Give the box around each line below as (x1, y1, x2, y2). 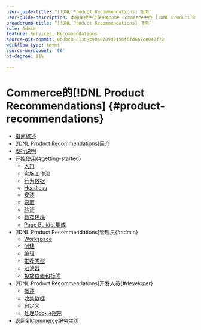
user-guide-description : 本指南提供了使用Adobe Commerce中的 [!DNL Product (6, 14, 190, 20)
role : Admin (6, 25, 36, 32)
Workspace (23, 235, 53, 242)
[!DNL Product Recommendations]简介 (14, 140, 111, 147)
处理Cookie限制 (23, 309, 63, 317)
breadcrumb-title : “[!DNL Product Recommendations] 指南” (6, 20, 152, 26)
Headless (23, 184, 48, 191)
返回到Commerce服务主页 (14, 317, 80, 324)
